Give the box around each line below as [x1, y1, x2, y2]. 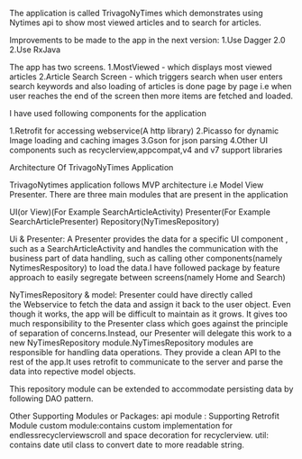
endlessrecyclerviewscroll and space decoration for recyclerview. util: [9, 430, 269, 440]
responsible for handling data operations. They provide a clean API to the [9, 347, 281, 357]
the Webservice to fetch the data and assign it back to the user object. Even [9, 299, 291, 309]
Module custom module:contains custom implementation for [9, 420, 233, 431]
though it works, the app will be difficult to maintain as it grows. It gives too [9, 308, 288, 319]
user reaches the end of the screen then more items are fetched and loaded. [9, 90, 294, 101]
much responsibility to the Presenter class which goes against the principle [9, 318, 288, 328]
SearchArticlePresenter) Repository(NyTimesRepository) [9, 216, 220, 226]
